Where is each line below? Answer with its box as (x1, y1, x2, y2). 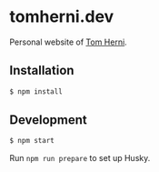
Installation (9, 63, 75, 78)
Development (9, 112, 88, 128)
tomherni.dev (9, 6, 114, 27)
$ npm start (9, 137, 55, 146)
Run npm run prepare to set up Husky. (9, 153, 151, 164)
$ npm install (9, 86, 64, 96)
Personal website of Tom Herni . (9, 36, 127, 47)
